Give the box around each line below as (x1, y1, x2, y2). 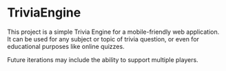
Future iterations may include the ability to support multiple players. (7, 55, 198, 63)
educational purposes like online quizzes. (7, 42, 125, 50)
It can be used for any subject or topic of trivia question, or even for (7, 34, 200, 43)
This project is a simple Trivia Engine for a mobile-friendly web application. (7, 28, 220, 36)
